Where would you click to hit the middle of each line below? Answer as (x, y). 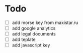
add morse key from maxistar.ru (45, 22)
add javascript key (31, 45)
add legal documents (34, 34)
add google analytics (34, 28)
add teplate (24, 39)
